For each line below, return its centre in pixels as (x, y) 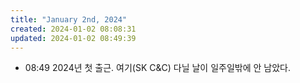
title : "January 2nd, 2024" (69, 19)
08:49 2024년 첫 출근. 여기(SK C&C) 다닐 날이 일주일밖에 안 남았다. (158, 68)
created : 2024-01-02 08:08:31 (73, 29)
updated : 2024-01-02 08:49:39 (73, 38)
